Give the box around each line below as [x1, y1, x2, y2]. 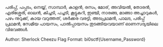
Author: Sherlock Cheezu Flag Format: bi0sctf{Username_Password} [5, 37, 146, 42]
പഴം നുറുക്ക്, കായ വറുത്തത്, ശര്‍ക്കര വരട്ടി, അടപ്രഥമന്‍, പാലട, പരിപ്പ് [5, 15, 145, 21]
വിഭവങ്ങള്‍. [5, 27, 29, 32]
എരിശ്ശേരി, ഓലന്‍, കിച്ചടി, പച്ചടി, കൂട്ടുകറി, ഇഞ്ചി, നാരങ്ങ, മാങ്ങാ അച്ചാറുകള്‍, [5, 10, 159, 15]
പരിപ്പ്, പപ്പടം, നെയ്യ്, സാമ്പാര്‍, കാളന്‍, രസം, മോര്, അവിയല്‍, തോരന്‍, [5, 4, 151, 10]
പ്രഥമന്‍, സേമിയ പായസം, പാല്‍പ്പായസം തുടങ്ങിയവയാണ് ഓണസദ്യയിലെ [5, 21, 158, 27]
